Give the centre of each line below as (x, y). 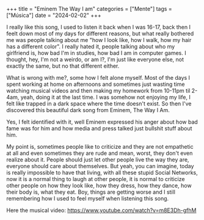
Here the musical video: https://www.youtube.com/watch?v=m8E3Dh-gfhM (101, 210)
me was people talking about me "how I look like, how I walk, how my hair (99, 40)
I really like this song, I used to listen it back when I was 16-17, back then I (99, 27)
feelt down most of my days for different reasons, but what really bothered (100, 34)
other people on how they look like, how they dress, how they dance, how (99, 186)
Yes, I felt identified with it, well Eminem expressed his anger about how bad (102, 122)
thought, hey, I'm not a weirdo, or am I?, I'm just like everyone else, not (95, 59)
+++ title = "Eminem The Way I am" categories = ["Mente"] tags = (89, 9)
